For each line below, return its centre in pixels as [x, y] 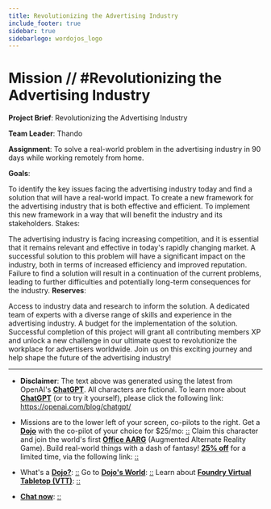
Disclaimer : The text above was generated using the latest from [126, 381]
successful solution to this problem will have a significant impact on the [127, 256]
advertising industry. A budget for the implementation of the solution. [123, 323]
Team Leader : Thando [46, 133]
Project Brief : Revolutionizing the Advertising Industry [98, 118]
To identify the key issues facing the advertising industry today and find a [130, 189]
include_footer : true [45, 23]
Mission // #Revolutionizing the [115, 78]
